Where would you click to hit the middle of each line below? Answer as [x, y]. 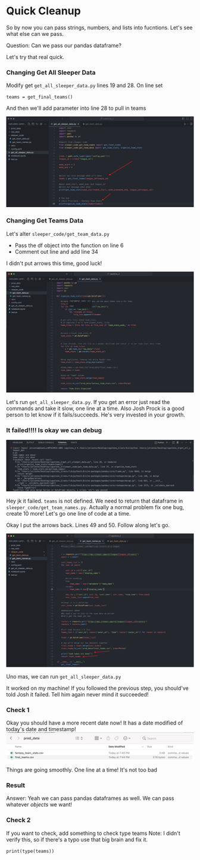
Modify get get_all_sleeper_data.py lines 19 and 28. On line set [85, 85]
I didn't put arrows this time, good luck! [54, 263]
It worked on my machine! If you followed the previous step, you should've [98, 688]
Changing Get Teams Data [45, 221]
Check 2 [18, 820]
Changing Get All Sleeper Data [51, 72]
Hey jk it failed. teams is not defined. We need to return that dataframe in [95, 501]
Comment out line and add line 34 [56, 251]
